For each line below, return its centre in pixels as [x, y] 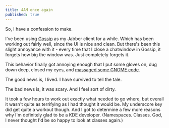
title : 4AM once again [29, 10]
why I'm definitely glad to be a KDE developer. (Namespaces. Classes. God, [84, 115]
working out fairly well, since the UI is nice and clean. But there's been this [83, 44]
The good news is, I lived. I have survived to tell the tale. [64, 79]
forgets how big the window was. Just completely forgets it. [67, 54]
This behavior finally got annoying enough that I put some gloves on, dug [81, 64]
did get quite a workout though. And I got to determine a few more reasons [83, 109]
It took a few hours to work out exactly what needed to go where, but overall [84, 99]
